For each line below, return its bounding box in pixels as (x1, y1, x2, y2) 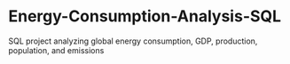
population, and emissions (8, 44, 105, 55)
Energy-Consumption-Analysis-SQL (8, 6, 281, 27)
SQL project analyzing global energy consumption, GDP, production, (8, 36, 258, 46)
